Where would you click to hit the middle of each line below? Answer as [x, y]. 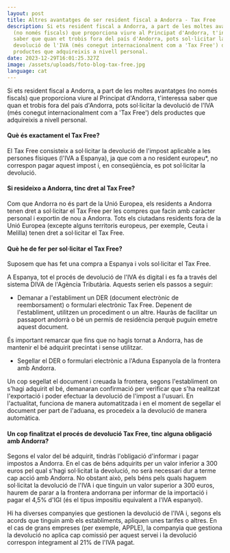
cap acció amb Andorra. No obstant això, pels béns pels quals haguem [107, 478]
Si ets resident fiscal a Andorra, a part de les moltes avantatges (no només [112, 91]
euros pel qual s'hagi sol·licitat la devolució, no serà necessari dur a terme [112, 471]
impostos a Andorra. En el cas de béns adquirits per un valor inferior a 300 [112, 464]
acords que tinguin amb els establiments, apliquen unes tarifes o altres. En [112, 521]
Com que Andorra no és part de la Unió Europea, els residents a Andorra [110, 203]
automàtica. [24, 418]
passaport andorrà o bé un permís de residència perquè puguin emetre [117, 319]
